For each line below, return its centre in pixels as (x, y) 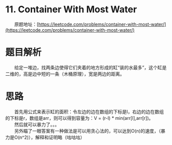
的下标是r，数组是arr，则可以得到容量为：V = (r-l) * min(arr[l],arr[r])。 (79, 118)
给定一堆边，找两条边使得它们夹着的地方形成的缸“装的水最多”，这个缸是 (91, 67)
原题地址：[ (27, 24)
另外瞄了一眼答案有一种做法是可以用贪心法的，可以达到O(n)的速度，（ (88, 131)
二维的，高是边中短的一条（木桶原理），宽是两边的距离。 (65, 74)
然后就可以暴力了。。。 (37, 125)
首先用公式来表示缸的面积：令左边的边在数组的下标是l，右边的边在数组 (89, 112)
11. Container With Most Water (71, 9)
